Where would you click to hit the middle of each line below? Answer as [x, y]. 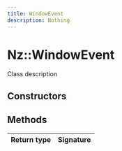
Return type [31, 139]
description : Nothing [39, 20]
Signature [75, 139]
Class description [32, 74]
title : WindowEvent [36, 14]
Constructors [37, 96]
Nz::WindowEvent [61, 55]
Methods [27, 120]
